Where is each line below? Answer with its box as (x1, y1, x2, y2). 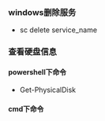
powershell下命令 (8, 67, 67, 76)
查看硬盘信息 (8, 46, 58, 57)
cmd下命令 (8, 104, 44, 114)
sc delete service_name (19, 25, 97, 35)
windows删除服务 (8, 6, 77, 17)
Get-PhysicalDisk (19, 85, 77, 95)
